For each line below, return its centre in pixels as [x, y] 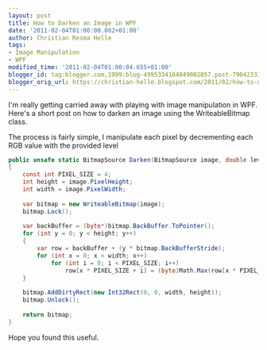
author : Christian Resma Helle [60, 38]
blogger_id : [28, 75]
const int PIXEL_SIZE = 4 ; [67, 175]
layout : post [30, 15]
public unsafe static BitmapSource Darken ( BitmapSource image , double [128, 160]
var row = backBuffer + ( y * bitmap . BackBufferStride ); [131, 248]
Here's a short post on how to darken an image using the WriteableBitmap [129, 113]
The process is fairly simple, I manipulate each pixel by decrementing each [131, 137]
